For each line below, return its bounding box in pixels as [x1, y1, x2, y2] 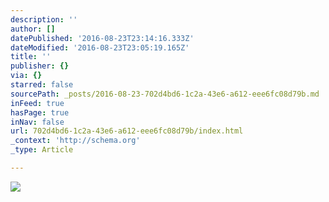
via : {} [10, 71, 43, 81]
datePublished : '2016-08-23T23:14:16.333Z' [10, 33, 195, 43]
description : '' [10, 14, 78, 25]
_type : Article [10, 145, 74, 155]
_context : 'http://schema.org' [10, 136, 141, 146]
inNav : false [10, 117, 65, 127]
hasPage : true [10, 107, 70, 118]
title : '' [10, 52, 52, 62]
